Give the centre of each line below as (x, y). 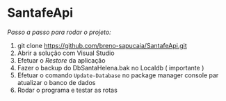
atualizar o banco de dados (56, 82)
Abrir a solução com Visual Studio (66, 53)
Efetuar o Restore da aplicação (61, 60)
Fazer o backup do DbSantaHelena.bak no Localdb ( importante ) (111, 68)
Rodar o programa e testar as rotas (67, 90)
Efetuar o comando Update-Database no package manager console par (118, 75)
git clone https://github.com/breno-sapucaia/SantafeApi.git (102, 45)
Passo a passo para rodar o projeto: (59, 32)
